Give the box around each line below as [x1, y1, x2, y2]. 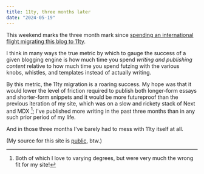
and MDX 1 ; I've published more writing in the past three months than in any [6, 106, 195, 115]
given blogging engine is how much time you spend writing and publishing [6, 56, 192, 63]
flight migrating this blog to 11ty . [6, 38, 86, 45]
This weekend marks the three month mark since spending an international [6, 31, 194, 38]
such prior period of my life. [6, 113, 76, 121]
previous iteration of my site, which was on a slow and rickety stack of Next [6, 99, 195, 107]
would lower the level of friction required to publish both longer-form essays [6, 87, 197, 94]
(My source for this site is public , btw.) [6, 137, 102, 144]
